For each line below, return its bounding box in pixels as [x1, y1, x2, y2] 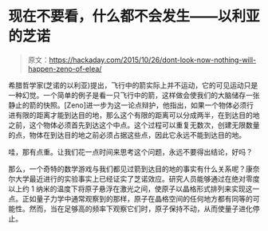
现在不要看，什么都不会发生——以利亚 [8, 7, 261, 25]
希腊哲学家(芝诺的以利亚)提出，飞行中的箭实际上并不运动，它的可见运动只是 [8, 80, 258, 90]
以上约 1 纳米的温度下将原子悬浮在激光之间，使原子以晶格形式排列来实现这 [8, 184, 253, 194]
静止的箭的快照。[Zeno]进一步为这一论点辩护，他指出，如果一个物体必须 [8, 100, 247, 110]
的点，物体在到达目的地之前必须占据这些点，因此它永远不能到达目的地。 [8, 130, 246, 139]
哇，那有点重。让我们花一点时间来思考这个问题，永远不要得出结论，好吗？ [8, 147, 253, 156]
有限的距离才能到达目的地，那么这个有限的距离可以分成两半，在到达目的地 [14, 110, 260, 119]
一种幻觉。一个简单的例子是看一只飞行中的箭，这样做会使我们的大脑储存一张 [8, 90, 260, 100]
